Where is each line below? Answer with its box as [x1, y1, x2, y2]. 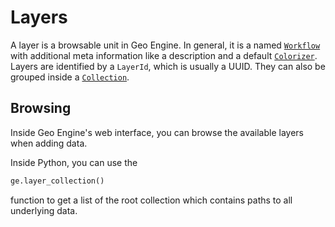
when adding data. [10, 137, 88, 149]
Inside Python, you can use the [10, 156, 138, 168]
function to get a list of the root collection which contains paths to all [10, 194, 293, 206]
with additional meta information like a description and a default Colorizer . [10, 49, 318, 61]
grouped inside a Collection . [10, 71, 130, 83]
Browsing [10, 100, 72, 117]
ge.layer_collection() [10, 176, 105, 186]
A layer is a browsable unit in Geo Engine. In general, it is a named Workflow [10, 39, 321, 51]
